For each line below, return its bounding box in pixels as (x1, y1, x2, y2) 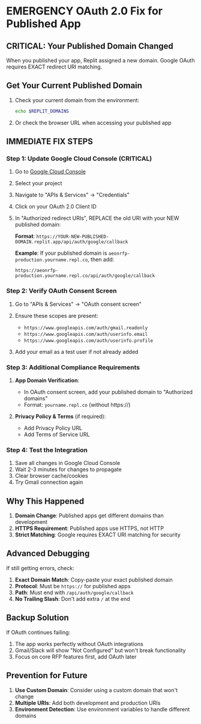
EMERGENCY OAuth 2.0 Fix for (6, 4, 163, 18)
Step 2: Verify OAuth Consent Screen (6, 287, 117, 295)
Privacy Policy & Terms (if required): (14, 413, 106, 420)
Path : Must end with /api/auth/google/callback (14, 589, 134, 596)
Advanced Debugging (6, 549, 90, 559)
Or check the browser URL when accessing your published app (14, 119, 172, 126)
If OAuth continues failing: (6, 628, 71, 636)
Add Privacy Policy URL (23, 424, 83, 431)
